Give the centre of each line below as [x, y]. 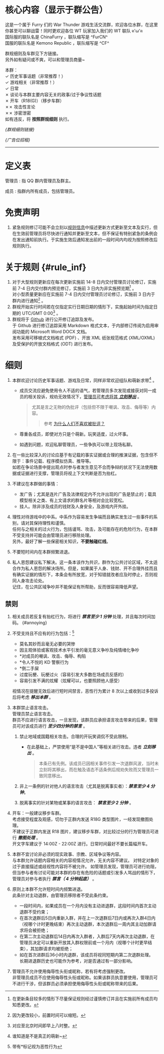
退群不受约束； [34, 912]
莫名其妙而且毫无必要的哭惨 [47, 644]
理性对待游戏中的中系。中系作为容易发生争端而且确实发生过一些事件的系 [85, 517]
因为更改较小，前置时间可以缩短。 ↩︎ [49, 1015]
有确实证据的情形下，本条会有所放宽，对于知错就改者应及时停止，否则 [83, 575]
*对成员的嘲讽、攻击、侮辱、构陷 [53, 656]
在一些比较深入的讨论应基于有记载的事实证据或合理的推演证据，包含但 [83, 455]
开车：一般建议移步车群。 [38, 813]
